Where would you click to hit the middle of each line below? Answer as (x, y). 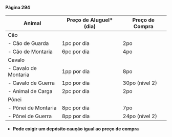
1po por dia (76, 83)
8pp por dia (76, 116)
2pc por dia (76, 91)
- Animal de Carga (30, 91)
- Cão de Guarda (28, 43)
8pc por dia (76, 108)
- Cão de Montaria (30, 52)
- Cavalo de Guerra (31, 83)
